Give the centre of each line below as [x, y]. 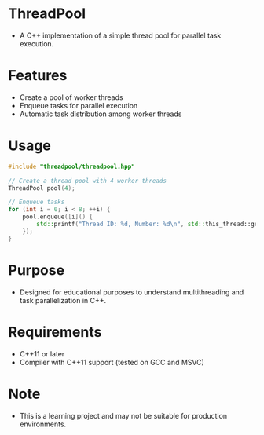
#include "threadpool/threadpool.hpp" [71, 166]
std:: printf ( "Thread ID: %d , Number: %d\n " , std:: [121, 225]
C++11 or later [42, 353]
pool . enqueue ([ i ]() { [57, 217]
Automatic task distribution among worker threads [101, 114]
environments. [43, 424]
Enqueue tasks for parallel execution [79, 105]
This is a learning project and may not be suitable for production [123, 415]
